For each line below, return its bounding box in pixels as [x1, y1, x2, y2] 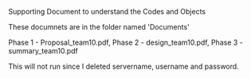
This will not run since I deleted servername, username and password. [8, 61, 239, 71]
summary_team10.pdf [8, 46, 78, 55]
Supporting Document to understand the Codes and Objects [8, 7, 206, 16]
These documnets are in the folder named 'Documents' [8, 22, 190, 31]
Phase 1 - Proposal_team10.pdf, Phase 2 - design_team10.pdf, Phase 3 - [8, 38, 243, 47]
